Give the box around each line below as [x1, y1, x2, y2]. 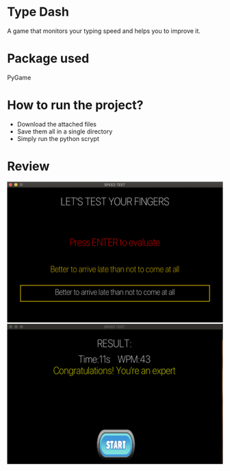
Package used [7, 51, 90, 66]
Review [7, 159, 50, 174]
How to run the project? [7, 97, 144, 113]
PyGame [7, 73, 31, 81]
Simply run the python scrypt [16, 134, 99, 142]
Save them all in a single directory [16, 127, 113, 136]
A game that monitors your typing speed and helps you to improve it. [7, 27, 201, 35]
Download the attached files [16, 120, 97, 128]
